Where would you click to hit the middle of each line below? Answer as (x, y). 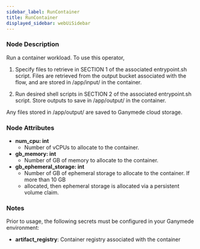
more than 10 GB (45, 179)
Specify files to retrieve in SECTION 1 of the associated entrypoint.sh (101, 69)
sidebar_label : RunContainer (43, 12)
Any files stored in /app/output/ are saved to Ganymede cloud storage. (95, 112)
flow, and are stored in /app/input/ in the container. (78, 82)
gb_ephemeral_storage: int (50, 167)
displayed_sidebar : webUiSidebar (48, 23)
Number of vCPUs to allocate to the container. (82, 147)
